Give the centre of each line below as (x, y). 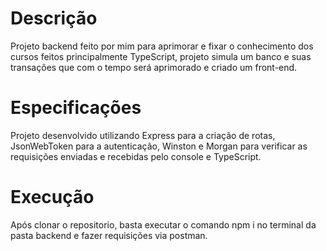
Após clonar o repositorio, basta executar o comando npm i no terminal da (163, 224)
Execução (52, 197)
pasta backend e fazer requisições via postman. (109, 235)
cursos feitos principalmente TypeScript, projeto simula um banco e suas (161, 56)
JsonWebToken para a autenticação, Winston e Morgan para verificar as (159, 146)
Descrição (54, 18)
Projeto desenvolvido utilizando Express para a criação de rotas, (143, 135)
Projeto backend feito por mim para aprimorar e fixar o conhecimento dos (162, 46)
